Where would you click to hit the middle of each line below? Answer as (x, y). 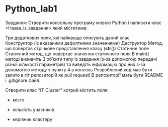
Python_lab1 (31, 9)
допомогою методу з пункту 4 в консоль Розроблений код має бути (79, 70)
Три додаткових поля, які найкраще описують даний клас (67, 38)
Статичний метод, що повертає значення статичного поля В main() (77, 54)
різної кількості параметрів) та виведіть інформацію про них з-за (75, 64)
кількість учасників (33, 109)
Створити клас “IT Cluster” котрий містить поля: (57, 90)
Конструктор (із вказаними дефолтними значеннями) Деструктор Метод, (84, 43)
